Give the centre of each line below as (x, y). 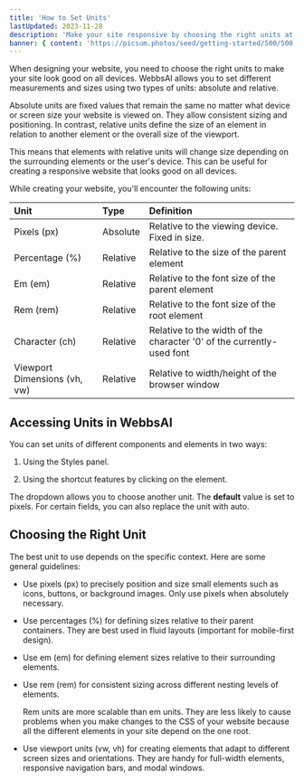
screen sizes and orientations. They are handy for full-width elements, (153, 758)
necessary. (43, 603)
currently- (255, 342)
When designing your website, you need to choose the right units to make (147, 69)
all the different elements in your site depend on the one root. (137, 730)
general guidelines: (45, 566)
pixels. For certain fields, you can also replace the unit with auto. (129, 507)
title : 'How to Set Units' (60, 18)
